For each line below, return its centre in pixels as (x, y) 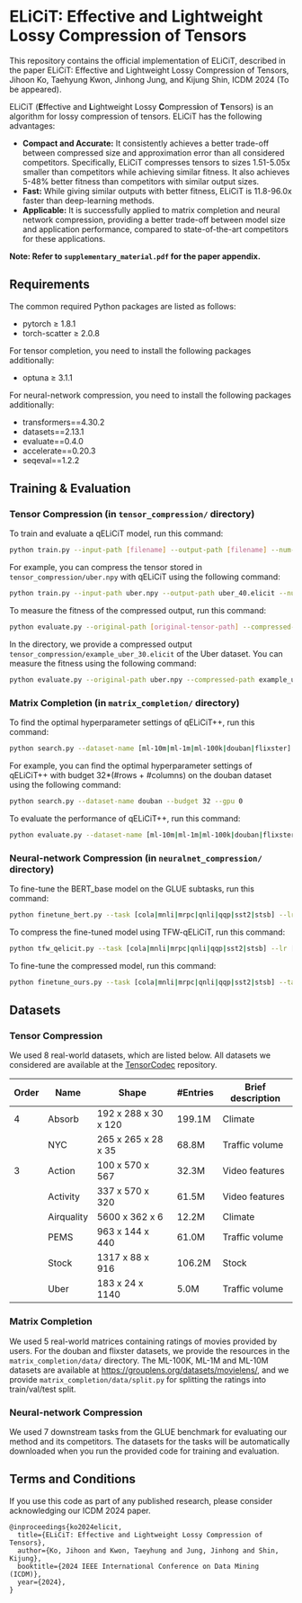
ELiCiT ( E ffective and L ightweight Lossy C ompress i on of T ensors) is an (142, 106)
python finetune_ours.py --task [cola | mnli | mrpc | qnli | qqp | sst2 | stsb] (142, 982)
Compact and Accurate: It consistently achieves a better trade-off (146, 143)
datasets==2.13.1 (53, 431)
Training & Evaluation (70, 489)
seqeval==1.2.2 (51, 460)
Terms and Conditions (73, 1479)
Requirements (49, 285)
